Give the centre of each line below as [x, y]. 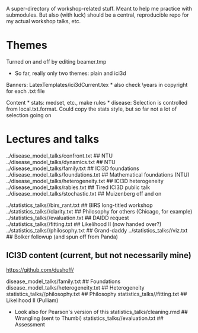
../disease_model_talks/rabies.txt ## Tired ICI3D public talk [78, 187]
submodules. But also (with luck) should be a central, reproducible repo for [98, 15]
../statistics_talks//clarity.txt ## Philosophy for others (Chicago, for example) [99, 211]
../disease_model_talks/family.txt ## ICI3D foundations [73, 168]
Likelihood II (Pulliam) [32, 300]
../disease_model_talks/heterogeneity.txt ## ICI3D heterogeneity [85, 181]
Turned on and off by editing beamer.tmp [56, 61]
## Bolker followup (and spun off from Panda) [62, 237]
